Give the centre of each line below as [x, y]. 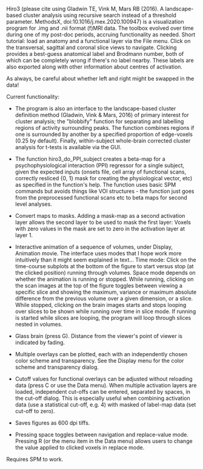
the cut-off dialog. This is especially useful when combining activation [102, 398]
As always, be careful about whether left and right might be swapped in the [100, 79]
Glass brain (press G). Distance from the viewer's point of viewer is [99, 336]
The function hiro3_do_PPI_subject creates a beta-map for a [90, 159]
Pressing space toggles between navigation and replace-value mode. [102, 434]
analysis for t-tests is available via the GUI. [68, 147]
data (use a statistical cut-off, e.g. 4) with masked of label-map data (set [105, 405]
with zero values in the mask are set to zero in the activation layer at [100, 229]
